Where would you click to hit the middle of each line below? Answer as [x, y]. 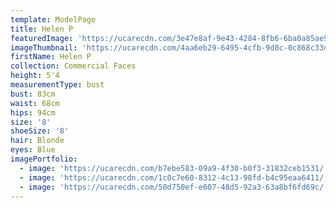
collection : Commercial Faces [73, 66]
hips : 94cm [33, 112]
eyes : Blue [33, 150]
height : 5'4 [35, 76]
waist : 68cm [35, 103]
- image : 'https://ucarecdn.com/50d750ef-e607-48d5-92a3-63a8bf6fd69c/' [174, 187]
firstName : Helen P [51, 57]
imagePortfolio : [44, 159]
